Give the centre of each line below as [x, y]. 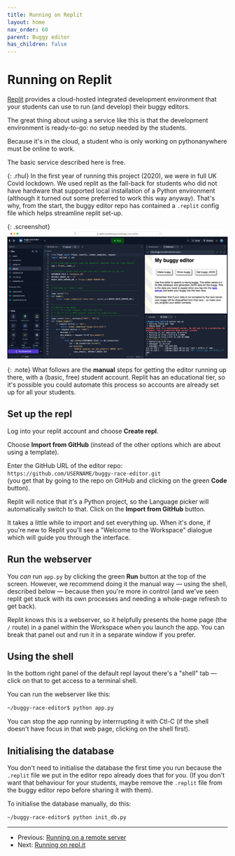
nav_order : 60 [28, 29]
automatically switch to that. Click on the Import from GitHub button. [106, 509]
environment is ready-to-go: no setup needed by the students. [97, 128]
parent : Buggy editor [39, 37]
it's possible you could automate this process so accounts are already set [113, 385]
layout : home [26, 22]
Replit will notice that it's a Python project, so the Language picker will [108, 502]
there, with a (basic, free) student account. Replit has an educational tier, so [116, 377]
